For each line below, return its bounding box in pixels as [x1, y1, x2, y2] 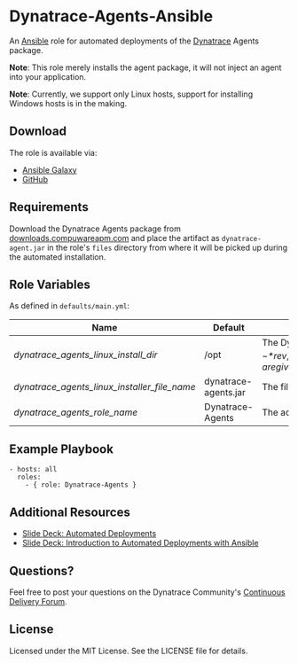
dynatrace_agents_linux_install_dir [13, 348, 158, 361]
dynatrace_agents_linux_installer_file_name [13, 380, 196, 393]
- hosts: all [9, 465, 58, 474]
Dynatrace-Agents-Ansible [9, 6, 214, 27]
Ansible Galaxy [21, 164, 77, 175]
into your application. [9, 71, 87, 82]
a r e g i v [261, 361, 289, 373]
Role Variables [9, 277, 90, 292]
